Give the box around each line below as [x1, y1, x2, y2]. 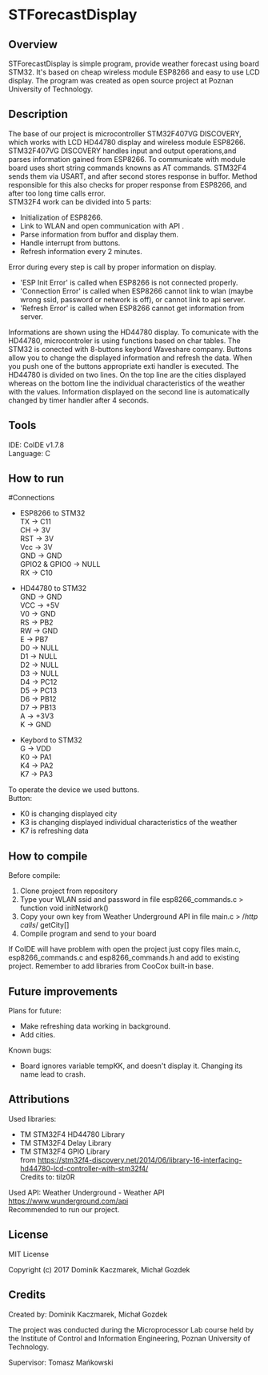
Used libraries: [8, 1114, 57, 1123]
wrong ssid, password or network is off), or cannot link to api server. [19, 294, 246, 304]
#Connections [8, 493, 55, 503]
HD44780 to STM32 [19, 584, 87, 593]
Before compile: [8, 871, 61, 880]
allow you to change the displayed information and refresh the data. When [8, 353, 253, 362]
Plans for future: [8, 1006, 62, 1016]
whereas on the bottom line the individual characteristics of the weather [8, 378, 246, 388]
